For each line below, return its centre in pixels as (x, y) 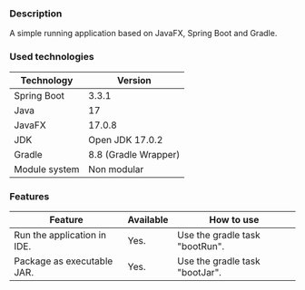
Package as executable (64, 261)
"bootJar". (199, 272)
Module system (47, 169)
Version (134, 80)
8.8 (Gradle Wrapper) (134, 154)
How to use (234, 219)
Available (148, 219)
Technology (47, 80)
